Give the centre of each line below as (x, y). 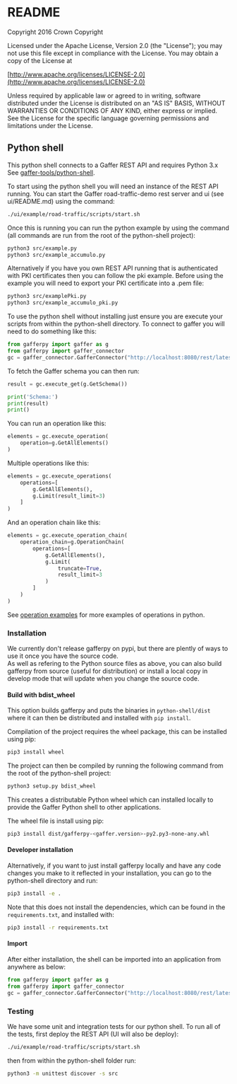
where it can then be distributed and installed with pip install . (99, 718)
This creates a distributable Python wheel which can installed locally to (110, 800)
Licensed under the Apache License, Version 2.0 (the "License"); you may (115, 45)
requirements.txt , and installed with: (61, 914)
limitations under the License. (50, 125)
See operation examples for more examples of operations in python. (106, 615)
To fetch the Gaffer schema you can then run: (73, 371)
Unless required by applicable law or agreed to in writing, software (104, 96)
